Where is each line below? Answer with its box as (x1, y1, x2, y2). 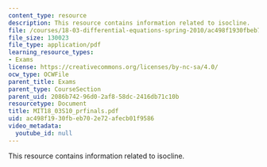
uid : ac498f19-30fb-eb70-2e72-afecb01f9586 (8, 115, 155, 123)
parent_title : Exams (8, 78, 77, 85)
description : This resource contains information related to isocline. (8, 19, 250, 27)
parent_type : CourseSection (8, 85, 102, 93)
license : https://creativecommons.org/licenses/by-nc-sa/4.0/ (8, 63, 219, 71)
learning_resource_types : (8, 48, 94, 56)
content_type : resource (8, 11, 87, 20)
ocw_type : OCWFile (8, 70, 69, 78)
